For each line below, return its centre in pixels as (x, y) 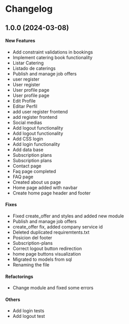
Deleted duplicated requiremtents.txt (51, 232)
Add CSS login (28, 139)
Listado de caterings (34, 68)
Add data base (28, 149)
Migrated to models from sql (42, 259)
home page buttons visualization (47, 254)
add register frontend (35, 117)
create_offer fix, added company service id (58, 227)
